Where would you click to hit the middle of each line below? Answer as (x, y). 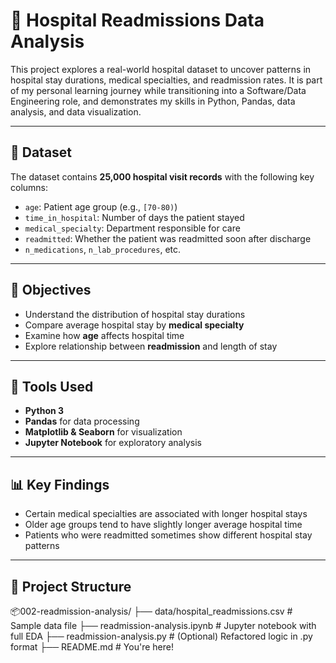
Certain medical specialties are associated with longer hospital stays (166, 514)
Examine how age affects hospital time (104, 335)
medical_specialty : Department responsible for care (132, 228)
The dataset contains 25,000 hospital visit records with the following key (162, 176)
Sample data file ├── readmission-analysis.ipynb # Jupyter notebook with (163, 625)
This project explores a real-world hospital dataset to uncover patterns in (161, 69)
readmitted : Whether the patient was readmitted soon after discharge (168, 238)
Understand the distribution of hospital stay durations (135, 314)
